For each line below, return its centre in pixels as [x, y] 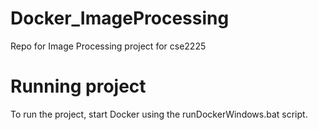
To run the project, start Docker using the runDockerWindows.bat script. [159, 114]
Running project [78, 86]
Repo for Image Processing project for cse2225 [108, 46]
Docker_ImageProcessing [120, 18]
